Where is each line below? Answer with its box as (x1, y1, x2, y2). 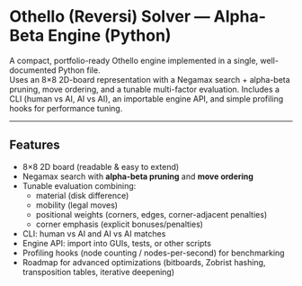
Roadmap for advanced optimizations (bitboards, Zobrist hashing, (22, 256, 266, 267)
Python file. (58, 65, 101, 76)
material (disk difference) (35, 190, 129, 201)
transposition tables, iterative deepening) (22, 266, 175, 277)
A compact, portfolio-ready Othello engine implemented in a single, (9, 55, 259, 66)
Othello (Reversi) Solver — (9, 6, 210, 27)
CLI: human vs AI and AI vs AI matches (22, 228, 166, 239)
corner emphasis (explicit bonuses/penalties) (35, 219, 204, 229)
